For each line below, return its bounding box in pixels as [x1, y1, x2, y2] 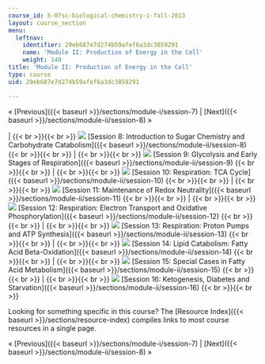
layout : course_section [8, 19, 87, 27]
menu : [8, 26, 26, 34]
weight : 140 [22, 56, 62, 64]
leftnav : [15, 33, 44, 42]
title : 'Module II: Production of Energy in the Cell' [8, 63, 193, 71]
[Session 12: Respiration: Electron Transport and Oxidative [17, 203, 207, 213]
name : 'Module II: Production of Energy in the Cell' [22, 48, 203, 56]
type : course [8, 71, 51, 79]
